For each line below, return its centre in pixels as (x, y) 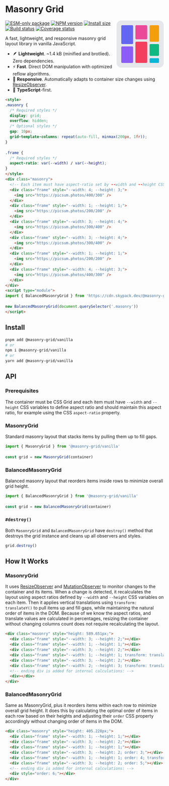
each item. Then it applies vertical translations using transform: (71, 602)
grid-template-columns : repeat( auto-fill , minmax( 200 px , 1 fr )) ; (78, 137)
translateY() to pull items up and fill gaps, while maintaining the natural (80, 608)
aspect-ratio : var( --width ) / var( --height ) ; (58, 163)
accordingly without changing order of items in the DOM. (64, 721)
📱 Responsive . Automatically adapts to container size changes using (84, 79)
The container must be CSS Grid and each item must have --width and (78, 402)
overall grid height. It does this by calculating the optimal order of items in (81, 711)
